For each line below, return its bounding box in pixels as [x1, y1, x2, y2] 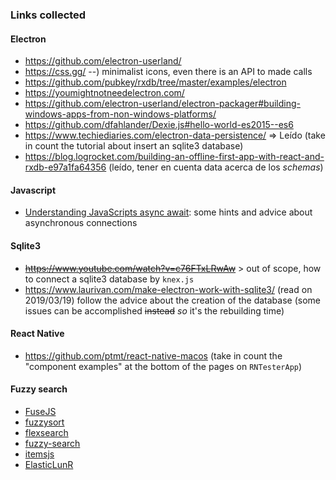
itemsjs [24, 448, 55, 460]
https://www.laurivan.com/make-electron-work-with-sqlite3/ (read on [24, 283, 313, 295]
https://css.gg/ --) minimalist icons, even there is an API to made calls [24, 66, 313, 78]
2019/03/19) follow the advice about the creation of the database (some [24, 294, 321, 306]
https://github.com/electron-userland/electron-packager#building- [24, 98, 301, 110]
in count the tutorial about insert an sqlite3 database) [24, 140, 244, 152]
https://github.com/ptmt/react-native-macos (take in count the [24, 349, 283, 362]
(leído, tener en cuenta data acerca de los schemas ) [108, 161, 324, 173]
